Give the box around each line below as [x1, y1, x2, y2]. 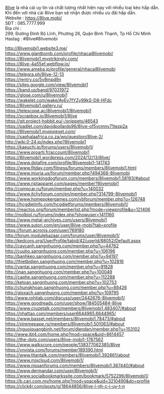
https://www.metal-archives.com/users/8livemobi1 [5, 217, 107, 223]
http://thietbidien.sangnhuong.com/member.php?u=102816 [5, 258, 124, 264]
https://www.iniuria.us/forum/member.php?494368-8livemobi [5, 170, 130, 176]
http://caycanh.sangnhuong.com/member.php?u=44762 [5, 243, 119, 249]
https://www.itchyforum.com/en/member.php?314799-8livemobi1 [5, 191, 137, 197]
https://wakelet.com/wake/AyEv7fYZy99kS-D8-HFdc [5, 97, 112, 103]
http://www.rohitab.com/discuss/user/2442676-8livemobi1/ [5, 295, 125, 301]
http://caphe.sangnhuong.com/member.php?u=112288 [5, 274, 115, 280]
